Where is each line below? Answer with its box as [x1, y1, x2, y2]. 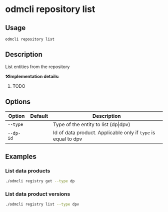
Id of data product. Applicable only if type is [52, 129, 155, 136]
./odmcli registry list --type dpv [5, 202, 79, 207]
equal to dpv [52, 135, 82, 142]
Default [30, 112, 48, 119]
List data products [5, 167, 50, 174]
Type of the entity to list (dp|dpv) [52, 121, 130, 128]
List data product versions [5, 190, 70, 197]
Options [5, 98, 31, 106]
